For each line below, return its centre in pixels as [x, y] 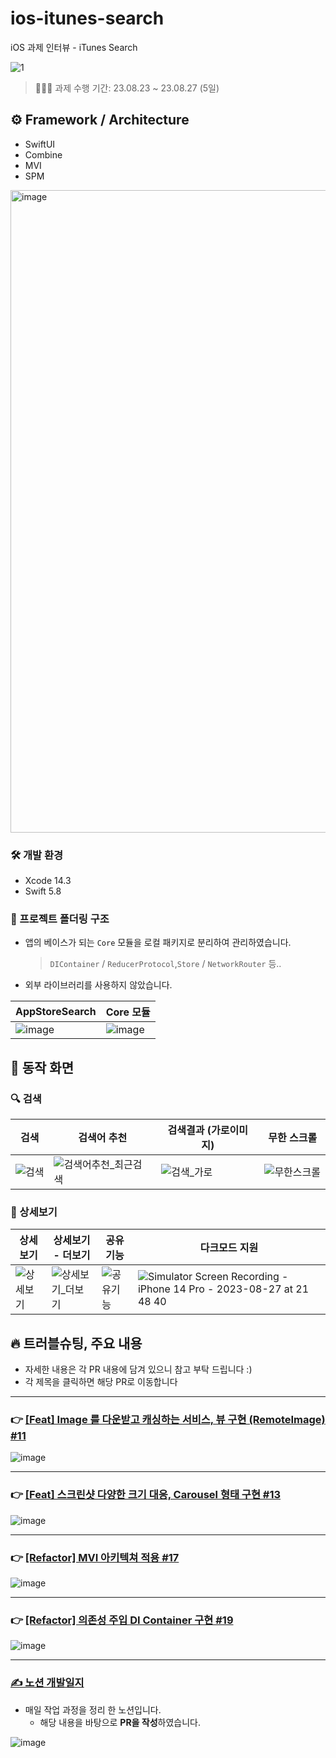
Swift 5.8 [43, 891]
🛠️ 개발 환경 [37, 855]
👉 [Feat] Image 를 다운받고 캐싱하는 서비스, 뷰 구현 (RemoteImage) [168, 1420]
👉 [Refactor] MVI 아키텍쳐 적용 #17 [95, 1557]
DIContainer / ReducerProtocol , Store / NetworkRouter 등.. [165, 964]
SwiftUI [40, 144]
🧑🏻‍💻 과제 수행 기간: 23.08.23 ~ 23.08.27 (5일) [127, 88]
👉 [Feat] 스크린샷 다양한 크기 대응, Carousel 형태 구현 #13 [146, 1495]
